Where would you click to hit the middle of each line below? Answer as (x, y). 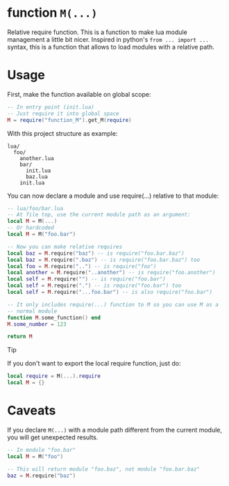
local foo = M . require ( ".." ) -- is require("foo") (82, 266)
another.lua (37, 158)
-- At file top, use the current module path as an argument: (99, 215)
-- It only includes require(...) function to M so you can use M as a (113, 304)
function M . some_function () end (54, 318)
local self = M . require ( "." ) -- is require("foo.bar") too (94, 286)
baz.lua (37, 177)
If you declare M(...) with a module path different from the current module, (115, 430)
